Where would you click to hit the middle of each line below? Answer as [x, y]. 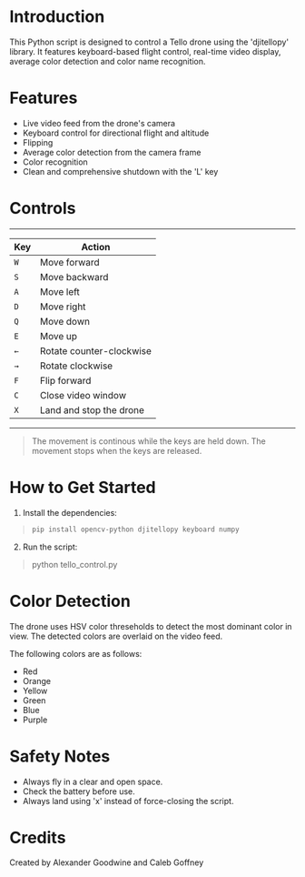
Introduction [57, 17]
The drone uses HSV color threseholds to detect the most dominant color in [151, 626]
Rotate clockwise [76, 366]
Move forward [69, 262]
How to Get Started [83, 488]
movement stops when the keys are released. [117, 450]
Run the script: [50, 547]
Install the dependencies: [70, 512]
